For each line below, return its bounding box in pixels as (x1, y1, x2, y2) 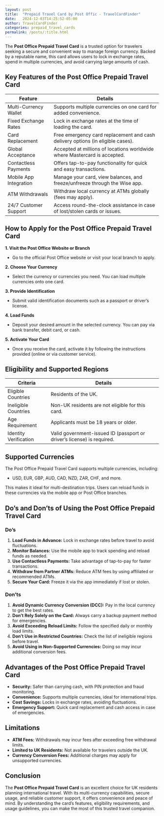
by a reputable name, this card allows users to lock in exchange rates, (5, 54, 145, 59)
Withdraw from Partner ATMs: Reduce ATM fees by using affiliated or (12, 568, 154, 574)
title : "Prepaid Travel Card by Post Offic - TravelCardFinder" (5, 12, 141, 17)
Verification (7, 436, 34, 443)
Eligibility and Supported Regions (5, 365, 109, 374)
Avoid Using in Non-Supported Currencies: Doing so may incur (12, 644, 142, 650)
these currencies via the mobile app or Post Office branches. (5, 490, 128, 496)
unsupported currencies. (12, 757, 62, 763)
